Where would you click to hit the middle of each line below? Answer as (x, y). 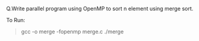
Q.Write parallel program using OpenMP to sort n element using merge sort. (100, 9)
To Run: (16, 20)
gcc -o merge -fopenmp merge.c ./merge (72, 31)
